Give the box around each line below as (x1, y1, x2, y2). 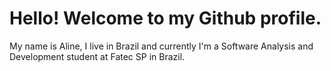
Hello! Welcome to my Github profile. (9, 7, 322, 30)
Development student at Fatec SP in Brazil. (9, 50, 186, 62)
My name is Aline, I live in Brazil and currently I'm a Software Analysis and (9, 40, 314, 52)
